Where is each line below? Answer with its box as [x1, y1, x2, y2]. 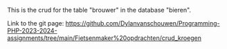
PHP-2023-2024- [7, 27, 57, 35]
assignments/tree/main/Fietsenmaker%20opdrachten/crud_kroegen [7, 34, 202, 42]
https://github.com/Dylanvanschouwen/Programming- [65, 19, 220, 27]
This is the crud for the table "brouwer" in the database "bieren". [7, 6, 192, 14]
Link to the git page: [7, 19, 64, 27]
